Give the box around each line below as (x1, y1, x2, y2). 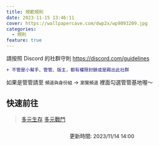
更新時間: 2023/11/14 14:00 (69, 132, 135, 140)
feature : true (6, 37, 42, 43)
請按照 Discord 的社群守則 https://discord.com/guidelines (6, 55, 150, 62)
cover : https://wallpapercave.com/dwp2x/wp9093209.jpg (6, 20, 148, 26)
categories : (6, 26, 36, 32)
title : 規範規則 (6, 9, 44, 15)
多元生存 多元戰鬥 (21, 115, 66, 122)
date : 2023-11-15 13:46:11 (6, 15, 75, 21)
